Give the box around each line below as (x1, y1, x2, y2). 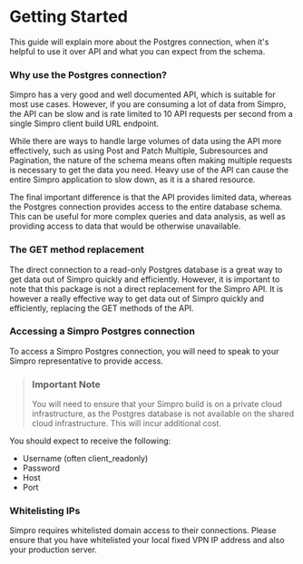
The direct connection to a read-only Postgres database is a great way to (9, 264, 283, 275)
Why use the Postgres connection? (9, 68, 168, 81)
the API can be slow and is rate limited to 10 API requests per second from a (9, 109, 293, 120)
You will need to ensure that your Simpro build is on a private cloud (31, 399, 283, 410)
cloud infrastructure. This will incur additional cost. (31, 418, 222, 429)
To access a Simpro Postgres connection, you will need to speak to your (9, 345, 279, 356)
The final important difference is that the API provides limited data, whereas (9, 192, 292, 203)
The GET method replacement (9, 243, 145, 256)
